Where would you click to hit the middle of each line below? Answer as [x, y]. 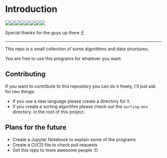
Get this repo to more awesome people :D [55, 150]
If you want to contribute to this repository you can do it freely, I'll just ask [81, 86]
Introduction [31, 9]
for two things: [20, 91]
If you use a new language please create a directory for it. [71, 101]
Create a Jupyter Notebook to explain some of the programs [74, 139]
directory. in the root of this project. [49, 112]
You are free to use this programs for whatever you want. [64, 58]
